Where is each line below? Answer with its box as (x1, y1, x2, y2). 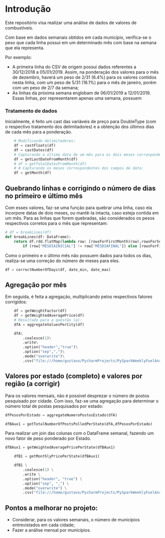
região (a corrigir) (5, 379, 60, 388)
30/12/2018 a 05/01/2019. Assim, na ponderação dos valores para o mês (12, 69, 159, 75)
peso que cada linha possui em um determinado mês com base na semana (5, 39, 157, 45)
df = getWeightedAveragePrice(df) (14, 313, 84, 318)
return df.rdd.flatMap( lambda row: (14, 239, 87, 244)
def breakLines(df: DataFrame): (5, 234, 71, 239)
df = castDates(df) (14, 147, 54, 153)
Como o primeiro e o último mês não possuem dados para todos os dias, (5, 252, 152, 258)
